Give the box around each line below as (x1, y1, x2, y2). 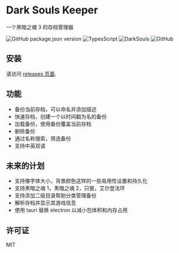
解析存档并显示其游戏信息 (14, 199, 76, 206)
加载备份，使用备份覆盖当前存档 (14, 120, 92, 127)
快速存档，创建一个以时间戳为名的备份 (14, 113, 107, 120)
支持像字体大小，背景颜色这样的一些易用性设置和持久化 (14, 178, 148, 185)
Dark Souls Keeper (6, 4, 99, 17)
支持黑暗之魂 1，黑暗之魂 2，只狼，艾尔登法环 (14, 185, 125, 192)
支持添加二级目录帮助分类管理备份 (14, 192, 97, 199)
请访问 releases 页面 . (6, 70, 57, 77)
